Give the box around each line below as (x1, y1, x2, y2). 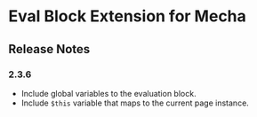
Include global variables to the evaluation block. (20, 88, 197, 98)
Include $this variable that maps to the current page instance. (20, 97, 250, 108)
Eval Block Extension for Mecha (8, 6, 246, 27)
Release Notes (8, 42, 91, 57)
